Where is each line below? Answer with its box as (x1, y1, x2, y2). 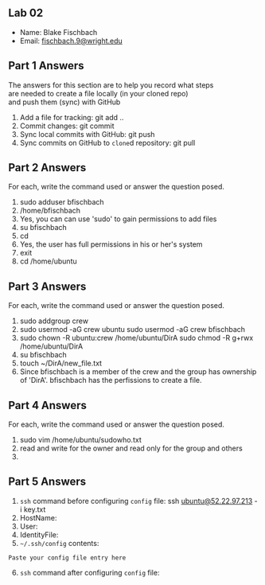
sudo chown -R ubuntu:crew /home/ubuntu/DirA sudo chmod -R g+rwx (19, 333, 254, 343)
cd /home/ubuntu (19, 256, 77, 266)
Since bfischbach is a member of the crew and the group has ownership (19, 367, 257, 376)
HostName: (19, 513, 57, 522)
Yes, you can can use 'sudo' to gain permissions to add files (19, 214, 217, 224)
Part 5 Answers (8, 475, 87, 489)
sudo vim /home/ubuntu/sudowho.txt (19, 435, 142, 445)
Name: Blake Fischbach (19, 27, 98, 37)
